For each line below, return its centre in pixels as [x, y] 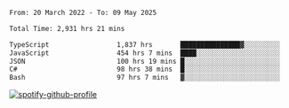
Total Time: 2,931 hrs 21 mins [67, 28]
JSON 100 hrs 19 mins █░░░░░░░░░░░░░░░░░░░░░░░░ [144, 61]
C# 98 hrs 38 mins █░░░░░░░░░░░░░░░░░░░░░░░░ [144, 69]
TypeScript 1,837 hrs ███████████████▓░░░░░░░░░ [144, 44]
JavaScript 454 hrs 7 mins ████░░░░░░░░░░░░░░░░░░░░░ [144, 53]
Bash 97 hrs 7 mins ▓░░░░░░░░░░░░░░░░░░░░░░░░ [144, 78]
